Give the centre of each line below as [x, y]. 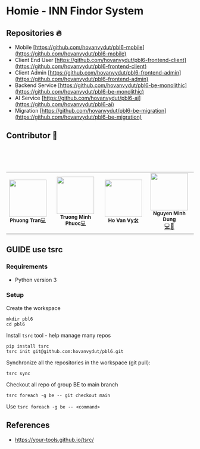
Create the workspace [33, 308]
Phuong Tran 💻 [28, 221]
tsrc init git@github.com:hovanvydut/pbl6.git [65, 351]
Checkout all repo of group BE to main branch [62, 384]
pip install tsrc [28, 346]
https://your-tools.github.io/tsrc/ [54, 439]
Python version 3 [36, 280]
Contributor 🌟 [32, 136]
